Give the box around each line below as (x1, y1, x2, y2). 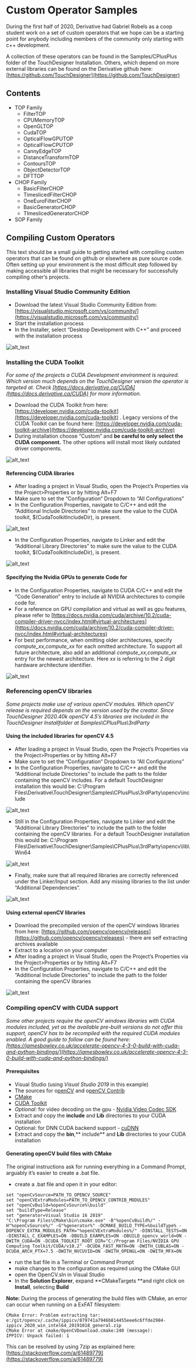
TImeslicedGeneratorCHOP (23, 209, 90, 216)
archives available (14, 940, 59, 948)
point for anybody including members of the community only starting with (6, 35, 184, 42)
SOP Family (14, 216, 43, 223)
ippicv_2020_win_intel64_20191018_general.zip (6, 1322, 122, 1328)
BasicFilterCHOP (23, 185, 64, 192)
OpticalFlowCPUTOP (23, 141, 74, 148)
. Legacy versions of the (119, 414, 178, 421)
